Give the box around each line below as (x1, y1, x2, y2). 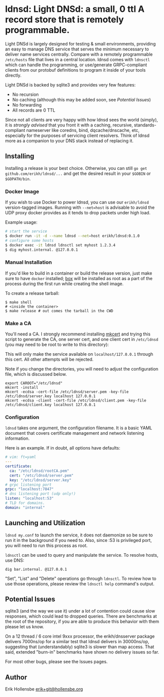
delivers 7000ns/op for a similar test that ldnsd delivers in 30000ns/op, (5, 639, 149, 645)
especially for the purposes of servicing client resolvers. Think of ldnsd (5, 132, 150, 138)
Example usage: (5, 219, 38, 225)
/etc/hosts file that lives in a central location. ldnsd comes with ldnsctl (5, 56, 150, 62)
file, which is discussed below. (5, 371, 67, 377)
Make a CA (5, 320, 32, 327)
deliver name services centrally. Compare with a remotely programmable (5, 51, 153, 57)
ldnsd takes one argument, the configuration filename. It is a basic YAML (5, 425, 153, 431)
